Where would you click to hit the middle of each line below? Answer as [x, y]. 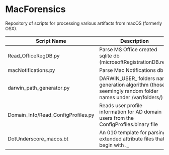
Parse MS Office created [128, 49]
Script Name [51, 41]
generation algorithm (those [132, 85]
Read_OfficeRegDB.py [34, 55]
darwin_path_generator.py [39, 88]
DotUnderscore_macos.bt [38, 138]
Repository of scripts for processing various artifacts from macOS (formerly [84, 23]
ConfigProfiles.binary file [129, 124]
